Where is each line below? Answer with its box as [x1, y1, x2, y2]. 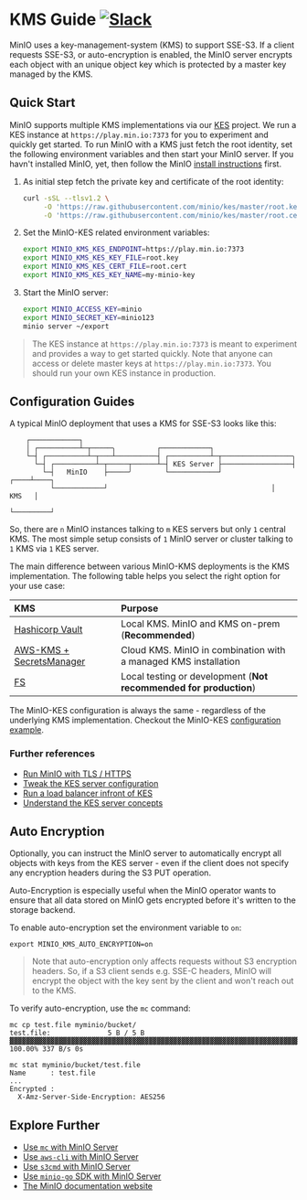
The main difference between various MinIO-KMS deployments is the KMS [9, 561, 291, 572]
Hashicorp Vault [14, 623, 83, 636]
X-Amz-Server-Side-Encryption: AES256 [17, 1093, 166, 1102]
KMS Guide [9, 9, 97, 30]
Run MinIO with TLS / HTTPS [22, 768, 132, 779]
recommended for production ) [120, 681, 256, 694]
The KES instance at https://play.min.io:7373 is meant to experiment [31, 338, 298, 349]
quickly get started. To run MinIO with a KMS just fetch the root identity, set [9, 138, 293, 150]
